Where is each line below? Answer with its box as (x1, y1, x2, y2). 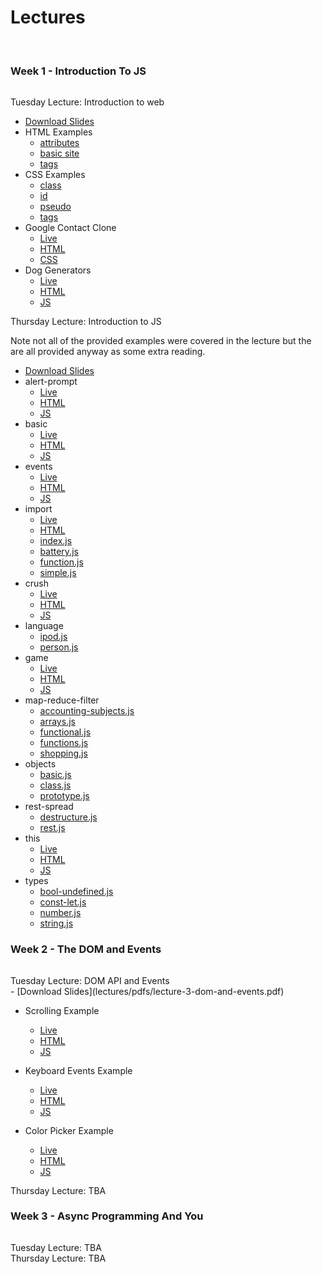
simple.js (39, 567, 77, 579)
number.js (39, 907, 82, 919)
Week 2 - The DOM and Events (10, 942, 162, 956)
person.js (39, 641, 79, 653)
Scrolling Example (24, 1004, 100, 1016)
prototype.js (39, 790, 90, 802)
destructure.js (39, 811, 98, 823)
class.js (39, 779, 72, 791)
